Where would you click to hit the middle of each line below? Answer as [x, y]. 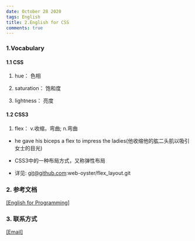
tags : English [23, 17]
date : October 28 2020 [34, 11]
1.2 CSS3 [17, 114]
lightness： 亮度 [34, 101]
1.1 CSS [15, 62]
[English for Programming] [38, 202]
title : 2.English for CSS [37, 22]
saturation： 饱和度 [38, 88]
